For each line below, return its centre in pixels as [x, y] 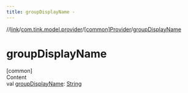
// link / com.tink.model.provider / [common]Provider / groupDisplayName [94, 29]
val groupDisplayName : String [44, 83]
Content [17, 77]
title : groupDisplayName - [41, 12]
